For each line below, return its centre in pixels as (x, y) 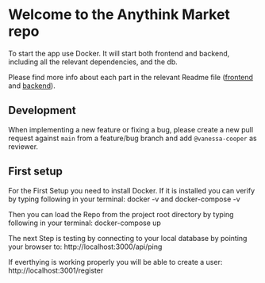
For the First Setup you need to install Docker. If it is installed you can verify (132, 190)
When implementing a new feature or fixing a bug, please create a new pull (131, 129)
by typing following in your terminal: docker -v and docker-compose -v (124, 199)
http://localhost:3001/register (56, 270)
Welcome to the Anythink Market (119, 15)
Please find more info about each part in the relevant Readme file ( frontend (131, 77)
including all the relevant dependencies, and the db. (93, 62)
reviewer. (23, 146)
